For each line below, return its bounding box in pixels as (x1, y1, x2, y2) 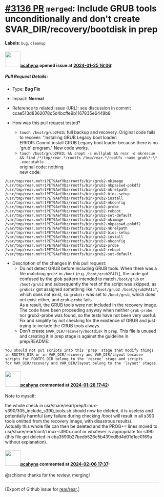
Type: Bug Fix (12, 86, 41, 92)
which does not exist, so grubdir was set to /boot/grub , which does (19, 291, 156, 297)
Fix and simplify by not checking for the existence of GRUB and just (19, 317, 155, 323)
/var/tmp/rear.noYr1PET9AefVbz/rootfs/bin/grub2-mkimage (5, 217, 123, 222)
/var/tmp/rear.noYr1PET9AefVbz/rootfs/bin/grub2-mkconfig (5, 238, 125, 243)
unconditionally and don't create (5, 13, 140, 25)
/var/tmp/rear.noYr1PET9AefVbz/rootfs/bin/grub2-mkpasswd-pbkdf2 (5, 221, 141, 226)
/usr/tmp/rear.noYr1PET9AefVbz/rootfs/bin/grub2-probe (5, 204, 119, 209)
